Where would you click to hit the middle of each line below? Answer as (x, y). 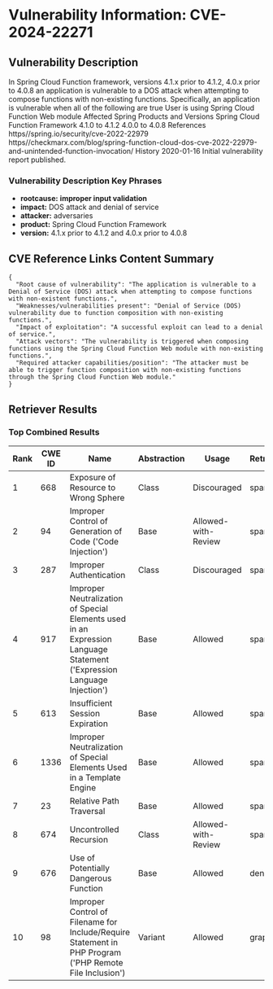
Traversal (87, 811)
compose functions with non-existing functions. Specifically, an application (134, 99)
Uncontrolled (94, 829)
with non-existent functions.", (63, 299)
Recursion (89, 839)
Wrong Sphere (97, 497)
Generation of (96, 531)
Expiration (89, 724)
